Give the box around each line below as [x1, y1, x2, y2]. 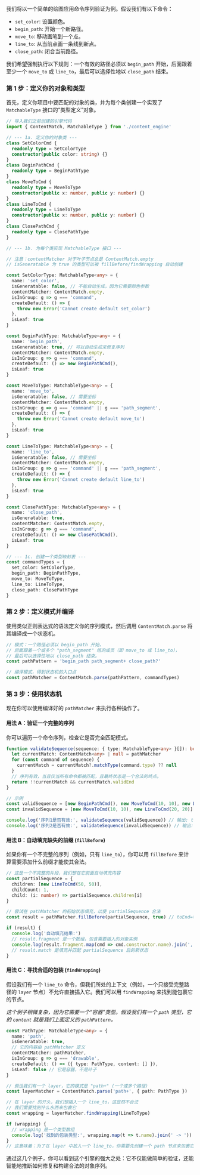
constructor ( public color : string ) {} [11, 151, 108, 157]
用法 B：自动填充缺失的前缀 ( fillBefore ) [6, 836, 106, 843]
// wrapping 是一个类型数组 [11, 1127, 75, 1133]
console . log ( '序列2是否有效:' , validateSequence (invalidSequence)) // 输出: [6, 823, 194, 829]
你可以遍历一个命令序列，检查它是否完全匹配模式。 [6, 733, 132, 741]
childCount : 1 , [11, 887, 49, 893]
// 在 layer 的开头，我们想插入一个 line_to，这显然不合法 [6, 1099, 139, 1105]
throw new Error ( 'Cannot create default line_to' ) [17, 477, 145, 483]
